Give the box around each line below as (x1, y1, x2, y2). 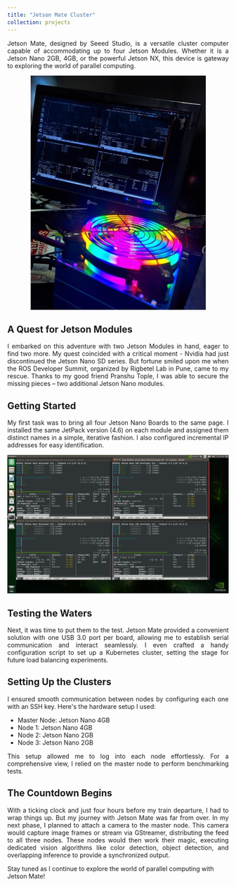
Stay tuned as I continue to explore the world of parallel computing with (7, 864, 214, 873)
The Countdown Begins (7, 788, 112, 800)
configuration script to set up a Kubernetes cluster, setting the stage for (7, 648, 229, 657)
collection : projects (7, 18, 71, 26)
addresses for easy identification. (7, 441, 104, 449)
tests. (7, 766, 23, 775)
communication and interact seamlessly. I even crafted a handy (7, 641, 229, 649)
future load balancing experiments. (7, 655, 109, 664)
